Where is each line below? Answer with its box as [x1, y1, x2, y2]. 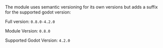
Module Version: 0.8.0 [5, 28, 51, 33]
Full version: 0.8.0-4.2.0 [5, 19, 55, 24]
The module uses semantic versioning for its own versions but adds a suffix [5, 4, 158, 10]
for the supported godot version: [5, 9, 71, 15]
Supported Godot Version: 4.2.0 [5, 37, 70, 43]
